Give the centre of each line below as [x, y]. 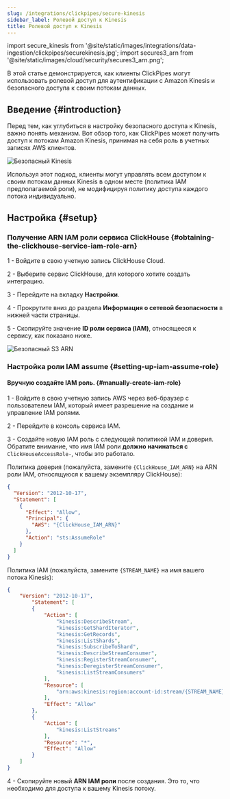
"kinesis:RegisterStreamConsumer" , [106, 660]
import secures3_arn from [157, 53]
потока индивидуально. [42, 196]
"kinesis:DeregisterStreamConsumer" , [110, 666]
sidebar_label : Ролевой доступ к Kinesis [67, 20]
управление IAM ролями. [44, 413]
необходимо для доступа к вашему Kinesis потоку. [81, 788]
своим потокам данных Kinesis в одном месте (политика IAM [97, 181]
